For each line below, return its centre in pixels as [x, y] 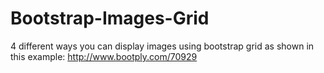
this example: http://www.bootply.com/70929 [104, 56]
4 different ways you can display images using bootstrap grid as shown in [162, 46]
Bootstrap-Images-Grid [110, 18]
